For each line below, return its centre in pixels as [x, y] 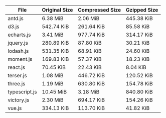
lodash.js [18, 51]
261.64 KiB [91, 26]
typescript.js [22, 92]
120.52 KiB [139, 76]
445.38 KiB [139, 18]
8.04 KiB [136, 67]
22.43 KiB [90, 67]
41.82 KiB [138, 108]
